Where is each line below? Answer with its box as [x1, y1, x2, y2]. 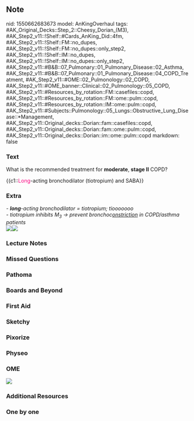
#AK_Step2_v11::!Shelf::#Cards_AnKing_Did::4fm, [6, 32, 124, 40]
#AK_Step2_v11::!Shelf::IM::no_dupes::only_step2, [6, 57, 124, 64]
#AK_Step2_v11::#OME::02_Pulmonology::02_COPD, [25, 76, 150, 83]
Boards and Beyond [6, 286, 63, 294]
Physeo [6, 349, 28, 357]
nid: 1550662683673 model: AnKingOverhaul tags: [6, 20, 128, 27]
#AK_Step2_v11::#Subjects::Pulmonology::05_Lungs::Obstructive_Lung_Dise [6, 107, 189, 114]
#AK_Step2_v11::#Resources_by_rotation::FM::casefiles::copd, [6, 88, 155, 95]
